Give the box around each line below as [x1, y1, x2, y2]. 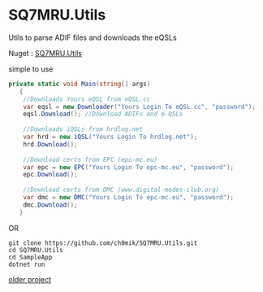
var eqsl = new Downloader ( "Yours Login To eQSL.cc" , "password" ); [23, 102, 256, 111]
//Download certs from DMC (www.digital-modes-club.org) [23, 185, 220, 194]
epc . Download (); [23, 171, 79, 179]
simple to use [8, 63, 54, 74]
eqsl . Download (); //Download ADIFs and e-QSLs [23, 110, 183, 119]
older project [8, 274, 51, 284]
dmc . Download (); [23, 201, 79, 209]
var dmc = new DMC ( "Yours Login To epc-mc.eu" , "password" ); [23, 194, 234, 202]
